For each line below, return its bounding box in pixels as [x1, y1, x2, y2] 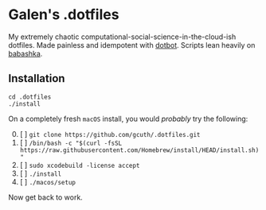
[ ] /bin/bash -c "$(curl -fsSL [19, 138, 123, 147]
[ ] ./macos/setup [19, 177, 76, 186]
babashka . [8, 49, 43, 58]
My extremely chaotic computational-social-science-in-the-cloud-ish [8, 32, 237, 41]
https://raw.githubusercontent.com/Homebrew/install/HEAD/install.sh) [19, 146, 260, 154]
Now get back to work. [8, 192, 84, 202]
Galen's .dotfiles [8, 6, 119, 24]
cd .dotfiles [8, 93, 52, 101]
